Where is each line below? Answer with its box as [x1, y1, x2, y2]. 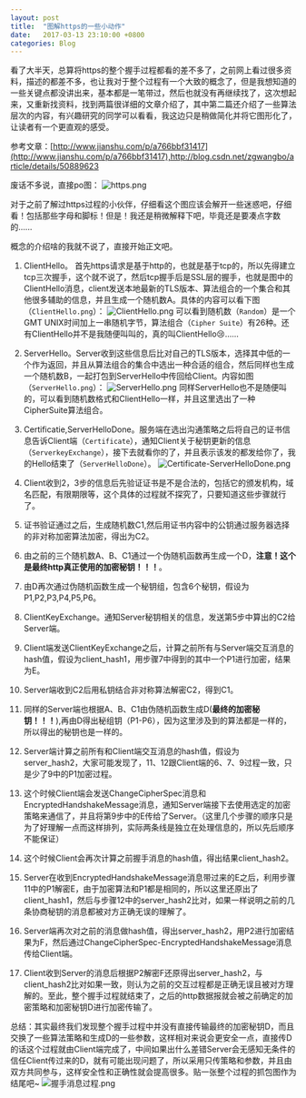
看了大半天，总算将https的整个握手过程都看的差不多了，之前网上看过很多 [10, 65, 284, 76]
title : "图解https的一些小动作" [10, 22, 126, 31]
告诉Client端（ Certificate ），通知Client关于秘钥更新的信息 [31, 436, 252, 447]
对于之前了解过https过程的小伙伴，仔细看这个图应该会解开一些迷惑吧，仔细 [10, 199, 292, 210]
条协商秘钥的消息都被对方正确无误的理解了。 [23, 906, 192, 917]
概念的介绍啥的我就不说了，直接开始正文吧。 [10, 241, 178, 252]
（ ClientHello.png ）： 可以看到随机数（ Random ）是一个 [23, 306, 296, 317]
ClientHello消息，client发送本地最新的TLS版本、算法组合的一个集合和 [23, 283, 283, 294]
